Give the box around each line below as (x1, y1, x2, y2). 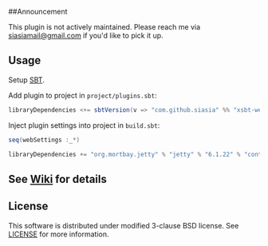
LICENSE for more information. (8, 229, 109, 239)
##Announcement (8, 7, 68, 16)
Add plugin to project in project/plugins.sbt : (8, 90, 157, 100)
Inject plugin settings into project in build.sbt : (8, 120, 160, 130)
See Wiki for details (8, 172, 108, 186)
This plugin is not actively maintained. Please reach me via (8, 22, 201, 31)
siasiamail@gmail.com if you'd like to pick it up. (8, 31, 164, 40)
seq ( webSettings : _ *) (8, 136, 81, 144)
